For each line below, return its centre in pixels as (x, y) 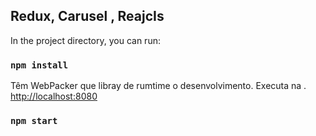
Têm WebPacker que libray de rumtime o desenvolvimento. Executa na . (158, 86)
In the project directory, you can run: (85, 40)
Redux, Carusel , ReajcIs (87, 16)
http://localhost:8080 (54, 96)
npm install (39, 65)
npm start (34, 121)
